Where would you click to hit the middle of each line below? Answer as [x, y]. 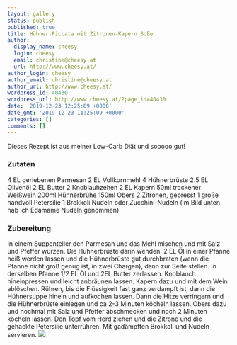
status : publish [31, 21]
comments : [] [27, 126]
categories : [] [30, 119]
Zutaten [21, 164]
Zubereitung [29, 228]
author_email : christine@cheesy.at [60, 80]
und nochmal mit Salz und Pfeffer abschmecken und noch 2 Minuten [107, 312]
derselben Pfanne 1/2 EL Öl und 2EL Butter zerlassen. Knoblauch [102, 274]
